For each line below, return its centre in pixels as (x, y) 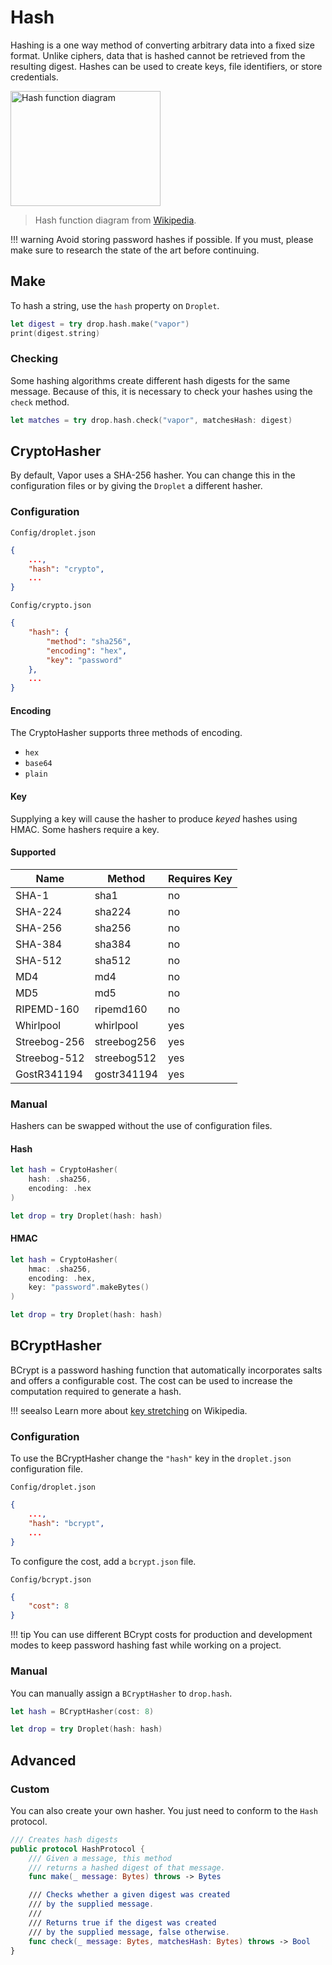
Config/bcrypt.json (51, 1579)
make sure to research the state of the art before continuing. (135, 250)
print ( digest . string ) (55, 333)
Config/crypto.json (51, 606)
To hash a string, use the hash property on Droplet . (115, 305)
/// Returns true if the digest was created (122, 1922)
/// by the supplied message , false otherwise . (129, 1932)
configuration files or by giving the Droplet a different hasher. (136, 486)
